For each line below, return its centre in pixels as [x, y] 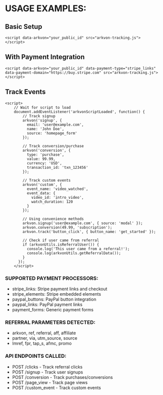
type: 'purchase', [45, 155]
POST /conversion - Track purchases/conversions [62, 377]
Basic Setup [24, 27]
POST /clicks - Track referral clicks [47, 367]
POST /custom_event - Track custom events [56, 388]
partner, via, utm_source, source [45, 338]
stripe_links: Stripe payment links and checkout [60, 289]
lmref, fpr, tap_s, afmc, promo [42, 344]
